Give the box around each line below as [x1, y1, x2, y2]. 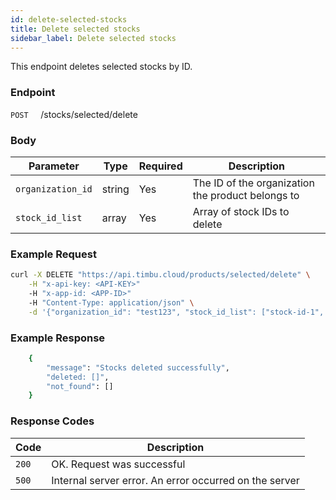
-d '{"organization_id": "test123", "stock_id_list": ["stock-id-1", [28, 307, 325, 317]
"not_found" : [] [46, 381, 114, 391]
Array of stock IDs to [192, 204, 290, 218]
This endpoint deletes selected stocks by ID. [10, 61, 193, 73]
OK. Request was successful [51, 457, 186, 471]
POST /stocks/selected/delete [10, 108, 138, 120]
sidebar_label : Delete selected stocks [10, 33, 177, 43]
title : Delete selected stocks [10, 24, 141, 34]
